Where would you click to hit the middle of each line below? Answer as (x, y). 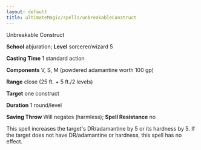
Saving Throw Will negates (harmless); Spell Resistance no (81, 117)
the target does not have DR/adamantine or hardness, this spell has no (94, 135)
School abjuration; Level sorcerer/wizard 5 (60, 47)
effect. (15, 141)
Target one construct (33, 93)
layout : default (27, 12)
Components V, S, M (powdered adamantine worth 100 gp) (80, 70)
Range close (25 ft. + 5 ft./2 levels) (50, 82)
